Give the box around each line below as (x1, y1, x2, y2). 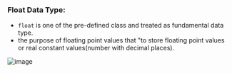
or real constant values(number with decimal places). (17, 44, 175, 52)
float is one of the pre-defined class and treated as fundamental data (17, 21, 224, 30)
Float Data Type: (7, 5, 66, 15)
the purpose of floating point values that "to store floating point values (17, 36, 225, 45)
